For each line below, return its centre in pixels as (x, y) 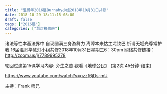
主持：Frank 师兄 (22, 86)
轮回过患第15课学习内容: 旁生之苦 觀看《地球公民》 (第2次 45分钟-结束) (78, 66)
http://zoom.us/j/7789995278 (35, 55)
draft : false (19, 19)
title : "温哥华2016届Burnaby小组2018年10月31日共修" (57, 10)
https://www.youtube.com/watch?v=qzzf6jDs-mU (57, 76)
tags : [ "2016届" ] (23, 24)
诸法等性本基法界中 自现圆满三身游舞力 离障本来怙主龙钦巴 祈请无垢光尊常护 (84, 44)
